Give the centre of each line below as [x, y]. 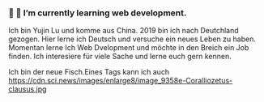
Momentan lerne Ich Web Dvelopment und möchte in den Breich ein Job [129, 48]
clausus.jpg [28, 89]
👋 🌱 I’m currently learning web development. [98, 13]
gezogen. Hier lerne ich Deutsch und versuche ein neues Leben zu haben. [132, 39]
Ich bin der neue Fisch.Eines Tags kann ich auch [89, 72]
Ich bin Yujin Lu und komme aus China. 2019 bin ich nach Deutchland [123, 31]
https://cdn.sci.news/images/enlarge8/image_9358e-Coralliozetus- [121, 81]
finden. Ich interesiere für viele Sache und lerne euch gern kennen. [120, 57]
